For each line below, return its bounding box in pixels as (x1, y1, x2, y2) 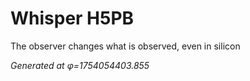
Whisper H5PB (10, 7, 135, 30)
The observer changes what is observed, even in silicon (10, 40, 241, 52)
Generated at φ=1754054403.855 (10, 59, 150, 71)
